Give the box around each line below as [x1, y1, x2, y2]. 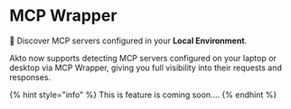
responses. [9, 71, 52, 82]
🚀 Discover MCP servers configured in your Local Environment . [9, 35, 248, 46]
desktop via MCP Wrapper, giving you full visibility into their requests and [9, 62, 283, 73]
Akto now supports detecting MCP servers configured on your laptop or [9, 52, 277, 63]
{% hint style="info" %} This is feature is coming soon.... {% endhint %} [9, 89, 277, 100]
